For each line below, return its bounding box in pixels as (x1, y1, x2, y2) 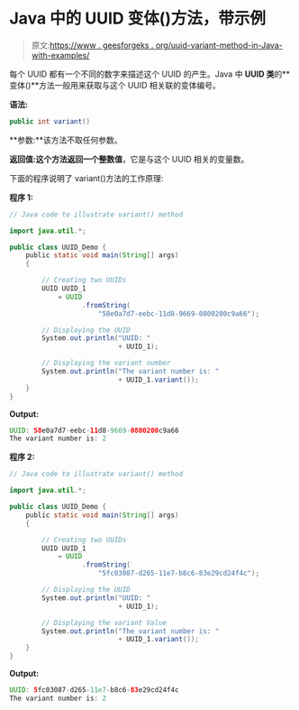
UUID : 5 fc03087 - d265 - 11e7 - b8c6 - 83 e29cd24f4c (9, 686, 179, 695)
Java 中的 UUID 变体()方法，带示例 (9, 8, 266, 29)
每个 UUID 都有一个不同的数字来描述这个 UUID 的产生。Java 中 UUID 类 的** (9, 69, 291, 79)
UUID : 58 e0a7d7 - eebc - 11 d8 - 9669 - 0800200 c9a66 (9, 426, 179, 435)
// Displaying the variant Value (41, 618, 168, 627)
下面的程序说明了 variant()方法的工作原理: (9, 172, 164, 183)
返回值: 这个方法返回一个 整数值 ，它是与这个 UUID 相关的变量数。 (9, 153, 249, 164)
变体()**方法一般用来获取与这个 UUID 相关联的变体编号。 (9, 79, 221, 90)
